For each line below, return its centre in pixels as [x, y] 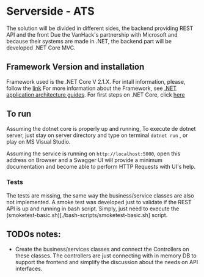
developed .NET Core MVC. [41, 48]
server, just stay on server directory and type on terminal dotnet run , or [97, 135]
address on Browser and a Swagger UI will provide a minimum [85, 160]
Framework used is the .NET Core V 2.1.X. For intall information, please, [96, 81]
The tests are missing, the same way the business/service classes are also [100, 195]
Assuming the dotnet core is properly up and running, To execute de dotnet [101, 128]
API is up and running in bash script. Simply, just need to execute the [93, 209]
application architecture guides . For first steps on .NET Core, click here [96, 94]
